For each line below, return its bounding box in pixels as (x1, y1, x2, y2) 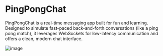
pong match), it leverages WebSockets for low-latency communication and (5, 30, 158, 36)
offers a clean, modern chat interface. (5, 36, 83, 42)
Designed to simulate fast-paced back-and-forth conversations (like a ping (5, 25, 158, 31)
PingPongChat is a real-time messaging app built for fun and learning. (5, 20, 148, 26)
